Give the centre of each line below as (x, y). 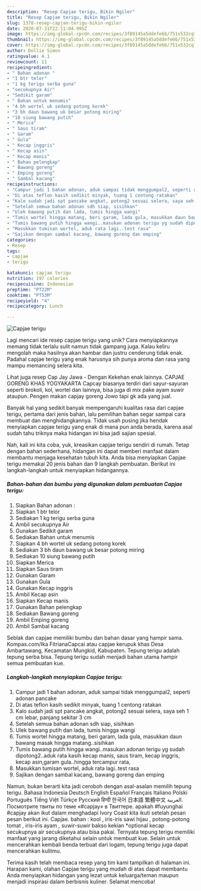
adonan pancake (36, 698)
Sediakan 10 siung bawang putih (55, 557)
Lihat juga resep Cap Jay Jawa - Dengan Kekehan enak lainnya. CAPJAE (96, 377)
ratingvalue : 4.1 (28, 56)
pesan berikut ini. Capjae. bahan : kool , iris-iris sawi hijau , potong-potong (98, 819)
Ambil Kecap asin (37, 594)
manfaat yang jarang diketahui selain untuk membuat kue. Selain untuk (94, 838)
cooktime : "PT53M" (30, 295)
